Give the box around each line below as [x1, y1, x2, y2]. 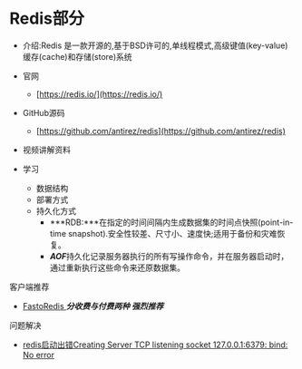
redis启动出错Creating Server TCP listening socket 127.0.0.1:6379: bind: [22, 339, 288, 350]
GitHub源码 [22, 107, 65, 118]
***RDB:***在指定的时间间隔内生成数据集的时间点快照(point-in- [49, 217, 294, 228]
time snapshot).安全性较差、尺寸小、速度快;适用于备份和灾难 [49, 228, 278, 238]
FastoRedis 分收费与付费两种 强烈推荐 [22, 300, 164, 311]
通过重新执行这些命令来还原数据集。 [49, 262, 186, 273]
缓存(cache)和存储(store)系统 [22, 51, 133, 62]
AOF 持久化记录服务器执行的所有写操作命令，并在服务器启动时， [49, 250, 289, 261]
